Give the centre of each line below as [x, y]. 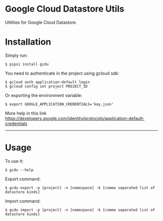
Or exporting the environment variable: [44, 95]
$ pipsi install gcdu [27, 64]
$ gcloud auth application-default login [48, 82]
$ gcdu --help [19, 170]
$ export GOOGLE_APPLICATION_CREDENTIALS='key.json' [59, 104]
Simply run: [16, 55]
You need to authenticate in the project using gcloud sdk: [62, 73]
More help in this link [26, 113]
